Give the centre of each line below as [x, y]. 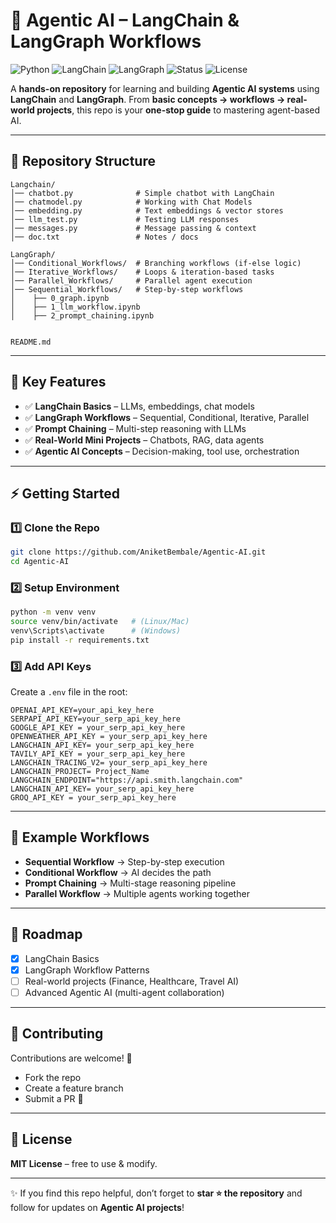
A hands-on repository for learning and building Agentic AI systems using [165, 88]
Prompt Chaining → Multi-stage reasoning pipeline [130, 883]
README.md [31, 342]
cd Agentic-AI [40, 562]
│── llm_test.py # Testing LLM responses [125, 219]
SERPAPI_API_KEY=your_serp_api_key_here [96, 719]
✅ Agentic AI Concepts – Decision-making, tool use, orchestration [162, 451]
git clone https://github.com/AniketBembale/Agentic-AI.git [138, 552]
